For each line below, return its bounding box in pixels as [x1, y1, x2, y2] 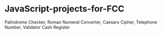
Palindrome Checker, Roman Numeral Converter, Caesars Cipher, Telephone [4, 19, 158, 25]
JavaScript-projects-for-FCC [4, 3, 125, 14]
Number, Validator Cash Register [4, 24, 70, 30]
